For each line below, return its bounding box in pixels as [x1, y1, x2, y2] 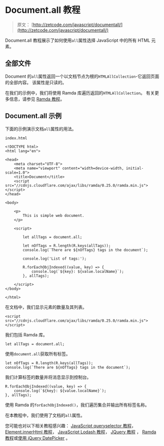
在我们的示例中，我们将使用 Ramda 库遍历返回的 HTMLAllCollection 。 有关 [5, 89, 155, 96]
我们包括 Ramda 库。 [5, 331, 48, 337]
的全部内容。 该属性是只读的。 [5, 79, 67, 85]
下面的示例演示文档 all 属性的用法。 [5, 126, 77, 132]
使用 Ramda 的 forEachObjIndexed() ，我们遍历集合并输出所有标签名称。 [5, 402, 150, 408]
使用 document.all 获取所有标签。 [5, 351, 70, 357]
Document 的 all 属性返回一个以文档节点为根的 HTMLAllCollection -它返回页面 [5, 73, 160, 79]
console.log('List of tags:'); [23, 256, 87, 261]
